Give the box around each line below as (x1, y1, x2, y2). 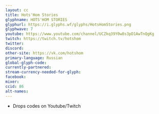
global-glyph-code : (5, 60, 47, 65)
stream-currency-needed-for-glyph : (5, 70, 81, 75)
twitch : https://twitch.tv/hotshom (5, 36, 81, 42)
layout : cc (5, 7, 29, 13)
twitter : (5, 41, 24, 46)
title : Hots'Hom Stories (5, 12, 58, 17)
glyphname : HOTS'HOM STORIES (5, 17, 67, 22)
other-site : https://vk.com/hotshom (5, 50, 83, 55)
